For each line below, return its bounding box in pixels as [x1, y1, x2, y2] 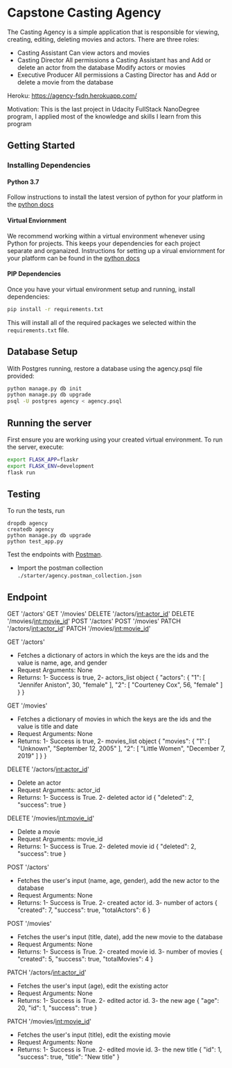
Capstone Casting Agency [7, 5, 161, 21]
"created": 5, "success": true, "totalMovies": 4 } [17, 955, 154, 963]
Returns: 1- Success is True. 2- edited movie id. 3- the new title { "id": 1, [17, 1045, 222, 1054]
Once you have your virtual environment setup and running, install [7, 285, 195, 293]
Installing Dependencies [7, 161, 91, 170]
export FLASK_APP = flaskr [7, 456, 79, 463]
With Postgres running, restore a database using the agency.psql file [7, 364, 203, 372]
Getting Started [7, 140, 75, 152]
